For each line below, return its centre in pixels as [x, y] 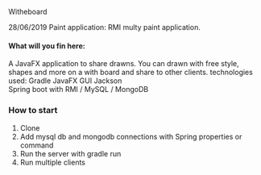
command [37, 145]
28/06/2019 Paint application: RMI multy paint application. [105, 27]
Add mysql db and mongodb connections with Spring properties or [131, 136]
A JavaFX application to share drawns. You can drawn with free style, [124, 64]
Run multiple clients [53, 162]
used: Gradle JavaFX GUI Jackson [65, 81]
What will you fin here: [47, 46]
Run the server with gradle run [70, 153]
